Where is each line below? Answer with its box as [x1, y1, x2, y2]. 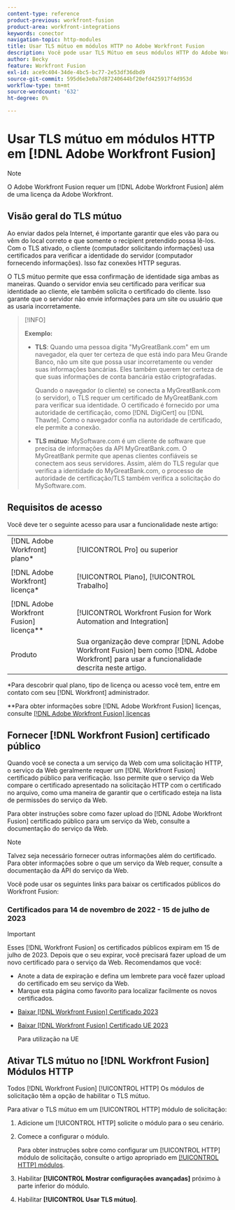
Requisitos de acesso [7, 502, 103, 514]
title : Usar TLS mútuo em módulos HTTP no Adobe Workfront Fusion [7, 43, 205, 50]
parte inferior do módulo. [17, 1182, 90, 1190]
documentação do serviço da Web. [7, 824, 108, 833]
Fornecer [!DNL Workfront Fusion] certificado [7, 729, 211, 741]
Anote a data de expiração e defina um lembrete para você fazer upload [17, 971, 225, 980]
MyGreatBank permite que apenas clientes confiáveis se [34, 451, 198, 460]
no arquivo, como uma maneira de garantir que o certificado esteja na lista [7, 789, 222, 797]
